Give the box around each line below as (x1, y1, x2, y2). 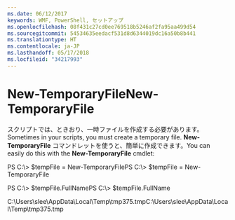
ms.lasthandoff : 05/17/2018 (7, 50, 90, 57)
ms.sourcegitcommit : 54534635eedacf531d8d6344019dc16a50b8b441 (7, 29, 196, 37)
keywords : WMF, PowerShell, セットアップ (7, 17, 124, 24)
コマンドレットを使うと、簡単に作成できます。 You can (52, 141, 210, 149)
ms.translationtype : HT (7, 36, 77, 43)
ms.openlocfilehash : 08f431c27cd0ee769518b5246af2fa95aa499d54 (7, 23, 196, 30)
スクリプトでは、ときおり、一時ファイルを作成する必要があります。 (7, 125, 203, 133)
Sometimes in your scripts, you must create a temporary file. (7, 132, 182, 141)
